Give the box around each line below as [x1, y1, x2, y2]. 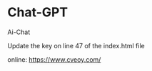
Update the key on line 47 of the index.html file [7, 41, 145, 50]
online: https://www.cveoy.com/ [7, 55, 101, 64]
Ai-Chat [7, 28, 31, 36]
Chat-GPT [7, 4, 69, 21]
